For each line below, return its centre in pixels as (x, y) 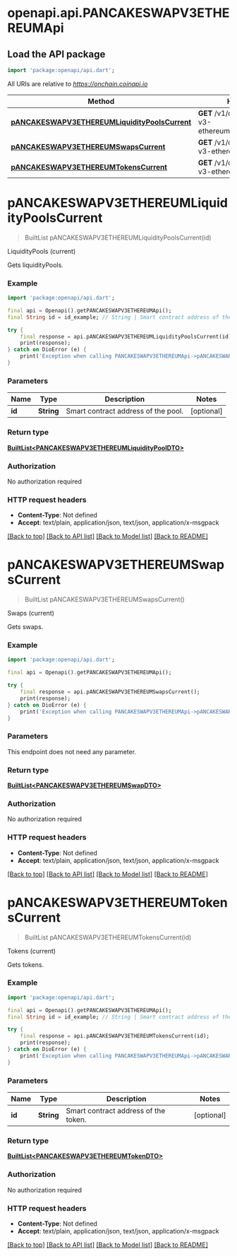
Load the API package (56, 54)
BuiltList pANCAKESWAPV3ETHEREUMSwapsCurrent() (104, 599)
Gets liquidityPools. (35, 265)
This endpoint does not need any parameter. (72, 751)
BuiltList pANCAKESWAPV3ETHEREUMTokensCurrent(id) (108, 937)
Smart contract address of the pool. (125, 411)
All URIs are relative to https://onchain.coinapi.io (78, 83)
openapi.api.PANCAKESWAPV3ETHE (119, 13)
